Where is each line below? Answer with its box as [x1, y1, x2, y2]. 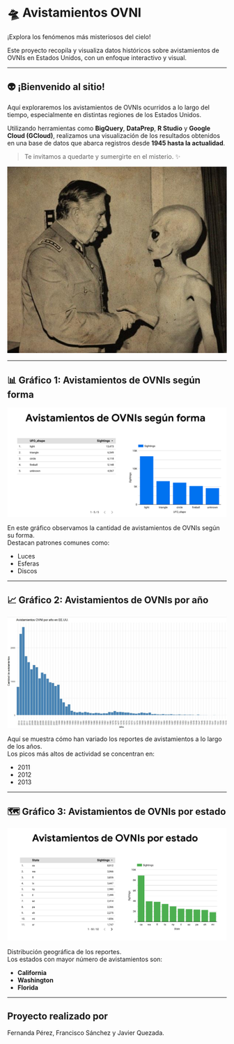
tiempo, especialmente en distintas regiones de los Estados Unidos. [7, 110, 202, 118]
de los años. [7, 742, 42, 751]
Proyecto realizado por [7, 1010, 108, 1022]
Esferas [17, 559, 40, 568]
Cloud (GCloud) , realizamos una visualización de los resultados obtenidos [7, 131, 221, 139]
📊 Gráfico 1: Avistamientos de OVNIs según [7, 374, 201, 386]
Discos [17, 566, 38, 575]
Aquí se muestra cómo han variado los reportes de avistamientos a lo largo [7, 735, 222, 743]
